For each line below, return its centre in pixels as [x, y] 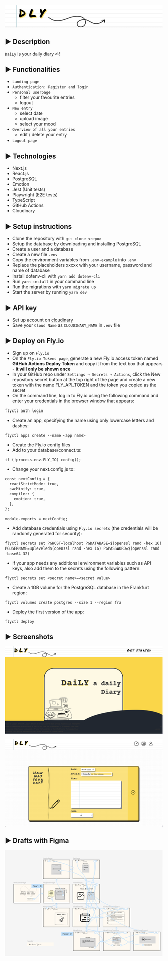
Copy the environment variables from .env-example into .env [74, 260]
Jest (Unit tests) [29, 189]
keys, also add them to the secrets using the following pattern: [76, 568]
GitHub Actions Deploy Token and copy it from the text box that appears [87, 363]
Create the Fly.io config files [41, 445]
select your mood [38, 124]
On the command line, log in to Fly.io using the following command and [85, 395]
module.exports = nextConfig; [37, 519]
